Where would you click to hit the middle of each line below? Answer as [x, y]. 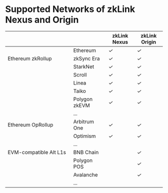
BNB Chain [86, 152]
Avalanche [86, 174]
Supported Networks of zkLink [70, 9]
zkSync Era [86, 58]
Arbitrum [83, 121]
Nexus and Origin [42, 20]
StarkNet [84, 66]
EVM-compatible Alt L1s [37, 152]
